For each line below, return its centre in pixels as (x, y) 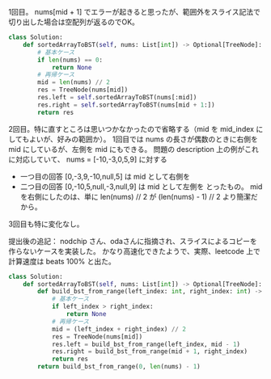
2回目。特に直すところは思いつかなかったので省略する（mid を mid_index (131, 128)
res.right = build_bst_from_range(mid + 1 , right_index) (150, 352)
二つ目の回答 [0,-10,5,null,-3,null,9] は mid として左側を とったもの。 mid (141, 186)
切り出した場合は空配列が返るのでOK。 (74, 22)
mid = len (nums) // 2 (74, 82)
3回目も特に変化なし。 (46, 224)
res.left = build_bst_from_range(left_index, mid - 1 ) (146, 344)
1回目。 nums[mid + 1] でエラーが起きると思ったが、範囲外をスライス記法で (135, 12)
